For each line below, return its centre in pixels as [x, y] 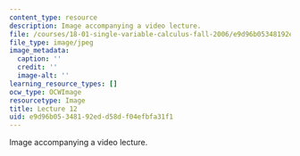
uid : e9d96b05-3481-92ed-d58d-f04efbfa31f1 [92, 117]
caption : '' [40, 59]
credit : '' [37, 68]
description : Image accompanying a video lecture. [105, 26]
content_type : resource [54, 17]
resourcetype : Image [48, 100]
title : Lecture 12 [43, 109]
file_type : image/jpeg [51, 42]
